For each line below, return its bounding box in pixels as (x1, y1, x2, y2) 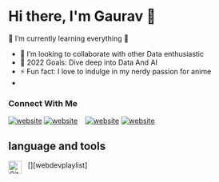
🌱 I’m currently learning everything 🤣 (8, 34, 129, 43)
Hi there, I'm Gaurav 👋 (8, 7, 156, 26)
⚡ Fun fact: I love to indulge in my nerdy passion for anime (19, 66, 212, 76)
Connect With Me (8, 97, 78, 109)
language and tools (8, 139, 106, 152)
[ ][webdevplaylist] (27, 160, 88, 170)
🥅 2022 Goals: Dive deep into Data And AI (19, 57, 158, 67)
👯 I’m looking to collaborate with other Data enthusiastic (19, 49, 204, 58)
